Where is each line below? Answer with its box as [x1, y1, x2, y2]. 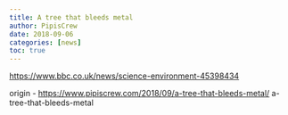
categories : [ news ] [9, 37, 82, 47]
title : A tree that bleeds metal [9, 12, 134, 22]
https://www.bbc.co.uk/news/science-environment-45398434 [9, 70, 240, 81]
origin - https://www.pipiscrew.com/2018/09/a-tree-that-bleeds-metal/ [9, 88, 270, 99]
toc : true [9, 46, 46, 55]
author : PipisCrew [9, 21, 78, 30]
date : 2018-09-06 [9, 29, 74, 38]
